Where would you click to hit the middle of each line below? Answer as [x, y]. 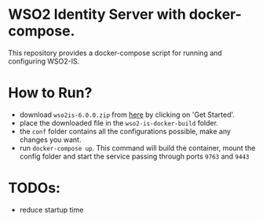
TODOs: [35, 188]
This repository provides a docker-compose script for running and [115, 53]
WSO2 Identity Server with [97, 15]
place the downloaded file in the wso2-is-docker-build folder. [119, 122]
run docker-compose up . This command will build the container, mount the [137, 147]
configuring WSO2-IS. [44, 61]
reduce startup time [51, 209]
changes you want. [50, 140]
